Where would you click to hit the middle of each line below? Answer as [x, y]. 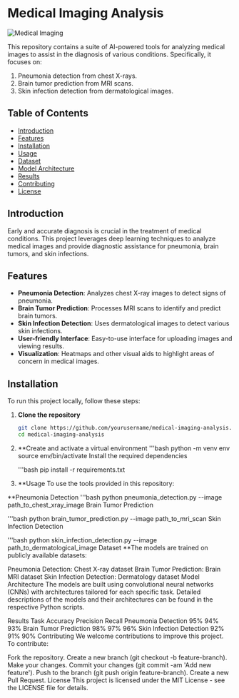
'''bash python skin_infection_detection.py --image [82, 540]
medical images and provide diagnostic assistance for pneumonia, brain [113, 246]
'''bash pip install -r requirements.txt [71, 470]
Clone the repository [49, 415]
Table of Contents [48, 113]
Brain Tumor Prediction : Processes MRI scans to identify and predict [119, 308]
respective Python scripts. [46, 607]
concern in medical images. [59, 361]
